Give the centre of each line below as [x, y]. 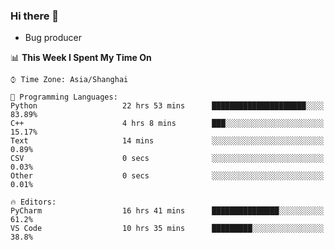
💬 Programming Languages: [64, 97]
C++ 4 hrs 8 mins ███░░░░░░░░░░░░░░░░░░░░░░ [167, 124]
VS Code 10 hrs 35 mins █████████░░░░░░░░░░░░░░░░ [167, 229]
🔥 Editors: [33, 202]
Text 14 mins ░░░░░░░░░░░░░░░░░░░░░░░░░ [167, 141]
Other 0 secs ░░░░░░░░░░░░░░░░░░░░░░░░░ [167, 176]
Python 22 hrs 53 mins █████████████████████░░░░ [167, 106]
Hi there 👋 [35, 16]
